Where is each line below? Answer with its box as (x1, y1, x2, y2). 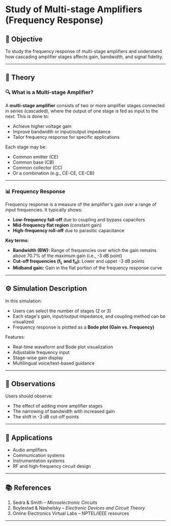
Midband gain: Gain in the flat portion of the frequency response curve (12, 264, 162, 271)
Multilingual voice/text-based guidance (12, 360, 95, 366)
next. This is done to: (5, 113, 49, 119)
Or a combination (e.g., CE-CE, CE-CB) (12, 170, 95, 176)
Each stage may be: (5, 144, 47, 150)
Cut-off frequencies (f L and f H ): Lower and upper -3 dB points (12, 258, 145, 265)
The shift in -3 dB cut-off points (12, 414, 79, 420)
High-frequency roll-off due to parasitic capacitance (12, 227, 125, 233)
